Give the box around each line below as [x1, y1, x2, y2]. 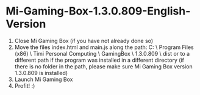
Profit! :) [14, 82, 35, 89]
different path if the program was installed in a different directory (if [14, 56, 184, 64]
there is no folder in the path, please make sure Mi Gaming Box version [14, 62, 193, 70]
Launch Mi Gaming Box [14, 76, 73, 83]
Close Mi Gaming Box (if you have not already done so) [14, 37, 154, 44]
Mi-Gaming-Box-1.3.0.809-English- [5, 4, 191, 18]
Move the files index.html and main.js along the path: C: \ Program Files [14, 44, 194, 51]
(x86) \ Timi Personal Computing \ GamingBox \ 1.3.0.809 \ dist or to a [14, 50, 190, 57]
